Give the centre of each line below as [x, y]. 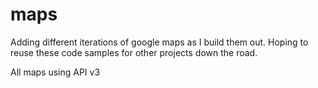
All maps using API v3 [55, 72]
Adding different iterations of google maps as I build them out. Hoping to [159, 42]
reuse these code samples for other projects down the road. [134, 52]
